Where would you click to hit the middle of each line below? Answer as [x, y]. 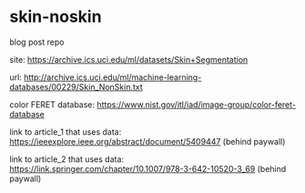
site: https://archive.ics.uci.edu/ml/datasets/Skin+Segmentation [129, 59]
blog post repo [37, 42]
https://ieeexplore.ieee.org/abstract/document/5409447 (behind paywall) [147, 141]
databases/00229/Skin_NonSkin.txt [76, 86]
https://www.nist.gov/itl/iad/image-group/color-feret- [197, 104]
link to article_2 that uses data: [67, 159]
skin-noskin [56, 17]
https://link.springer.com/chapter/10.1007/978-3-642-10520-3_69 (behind [148, 168]
